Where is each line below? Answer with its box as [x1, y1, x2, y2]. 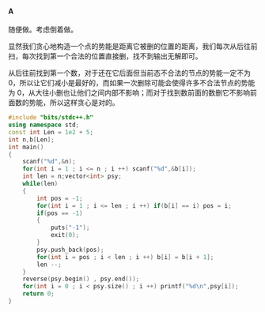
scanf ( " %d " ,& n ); [22, 158, 77, 166]
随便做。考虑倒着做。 [8, 24, 78, 35]
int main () [8, 143, 44, 151]
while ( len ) [22, 180, 59, 188]
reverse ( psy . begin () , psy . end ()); [22, 275, 140, 284]
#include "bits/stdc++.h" [8, 114, 93, 122]
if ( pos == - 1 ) [36, 209, 83, 217]
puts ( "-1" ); [50, 224, 90, 232]
